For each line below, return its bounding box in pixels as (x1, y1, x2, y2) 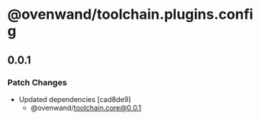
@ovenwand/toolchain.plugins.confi (7, 5, 254, 24)
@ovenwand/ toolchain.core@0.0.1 (30, 103, 142, 112)
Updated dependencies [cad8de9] (18, 94, 132, 104)
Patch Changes (7, 77, 68, 88)
